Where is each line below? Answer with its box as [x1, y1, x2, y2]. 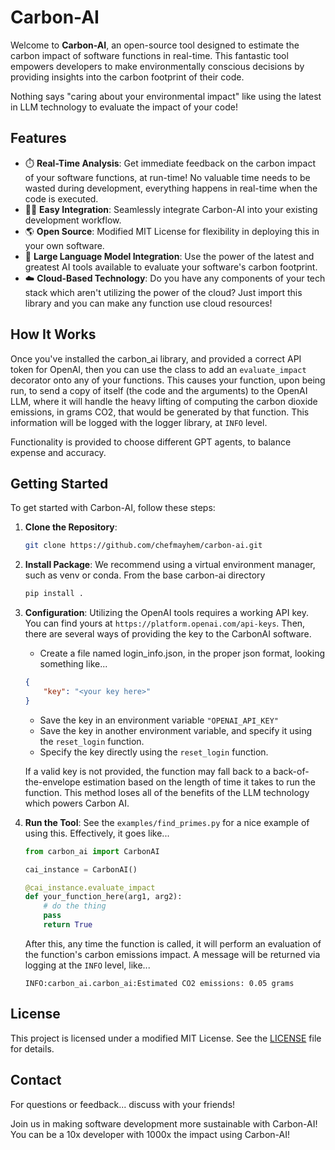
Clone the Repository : [24, 521, 118, 533]
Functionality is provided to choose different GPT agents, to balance [10, 436, 292, 448]
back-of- [272, 765, 310, 777]
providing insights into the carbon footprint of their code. [10, 71, 245, 83]
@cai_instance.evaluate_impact [24, 882, 156, 893]
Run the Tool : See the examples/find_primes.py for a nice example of [24, 816, 310, 828]
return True [43, 920, 93, 930]
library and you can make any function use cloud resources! [24, 297, 273, 309]
